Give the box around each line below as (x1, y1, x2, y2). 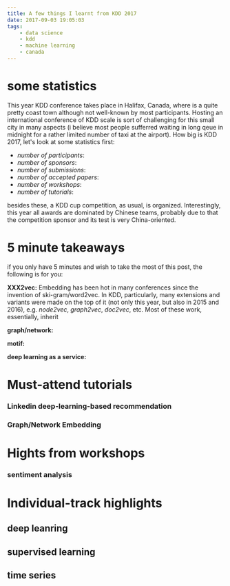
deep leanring (7, 523, 68, 534)
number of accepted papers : (17, 173, 99, 181)
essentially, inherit (7, 312, 59, 321)
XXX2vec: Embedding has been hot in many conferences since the (7, 283, 199, 292)
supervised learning (7, 546, 96, 558)
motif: (7, 339, 25, 347)
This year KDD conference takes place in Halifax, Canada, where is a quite (7, 101, 218, 109)
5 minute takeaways (7, 240, 125, 255)
